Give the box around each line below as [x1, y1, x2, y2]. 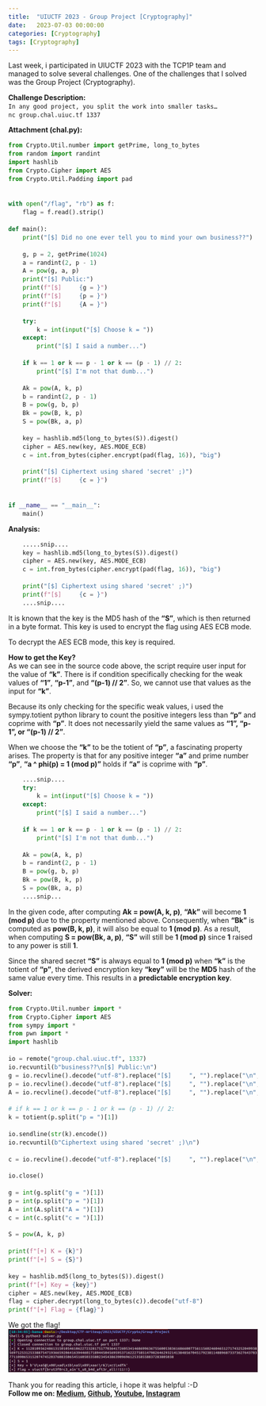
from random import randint [8, 150, 101, 158]
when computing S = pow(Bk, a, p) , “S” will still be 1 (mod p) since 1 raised [8, 932, 253, 942]
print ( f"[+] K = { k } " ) [8, 1247, 83, 1255]
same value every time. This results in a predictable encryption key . [8, 973, 232, 982]
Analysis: [8, 524, 40, 533]
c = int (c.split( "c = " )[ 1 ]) [8, 1214, 104, 1222]
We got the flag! [8, 1320, 61, 1330]
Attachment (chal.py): [8, 125, 83, 135]
